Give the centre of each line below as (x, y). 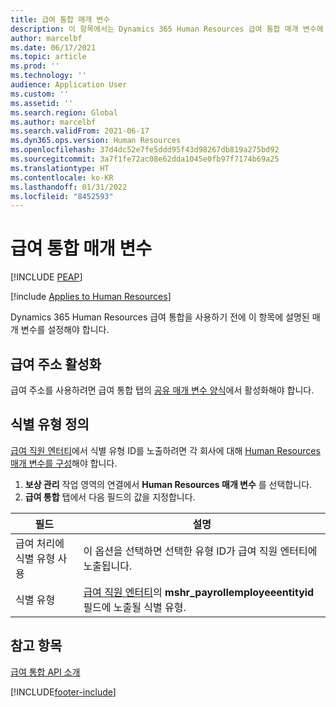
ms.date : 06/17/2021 (53, 47)
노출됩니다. (108, 566)
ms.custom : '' (40, 94)
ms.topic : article (48, 57)
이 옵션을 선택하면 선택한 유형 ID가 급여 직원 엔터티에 (200, 551)
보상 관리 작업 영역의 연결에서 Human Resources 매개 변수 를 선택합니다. (168, 484)
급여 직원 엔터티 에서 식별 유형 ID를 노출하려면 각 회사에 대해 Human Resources (165, 450)
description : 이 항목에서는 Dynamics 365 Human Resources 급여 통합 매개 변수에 (167, 29)
